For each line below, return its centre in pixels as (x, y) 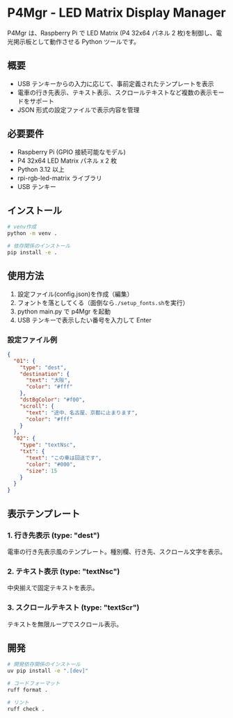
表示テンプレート (44, 513)
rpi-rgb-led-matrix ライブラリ (59, 178)
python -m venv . (32, 234)
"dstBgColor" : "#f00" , (53, 400)
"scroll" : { (37, 406)
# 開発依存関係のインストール (44, 664)
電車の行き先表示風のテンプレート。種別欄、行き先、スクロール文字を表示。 (117, 551)
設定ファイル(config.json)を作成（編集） (75, 294)
